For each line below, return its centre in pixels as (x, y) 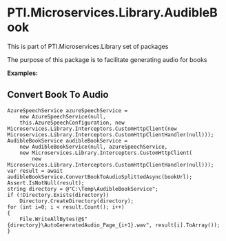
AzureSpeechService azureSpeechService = (68, 111)
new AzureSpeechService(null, (63, 116)
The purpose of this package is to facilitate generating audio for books (107, 59)
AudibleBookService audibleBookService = (68, 140)
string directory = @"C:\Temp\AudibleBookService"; (83, 189)
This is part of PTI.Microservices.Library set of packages (88, 46)
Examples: (22, 73)
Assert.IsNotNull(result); (46, 183)
